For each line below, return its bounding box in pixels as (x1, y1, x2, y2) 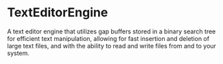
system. (7, 49, 30, 57)
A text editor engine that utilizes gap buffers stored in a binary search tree (7, 27, 216, 35)
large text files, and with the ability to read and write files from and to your (7, 42, 216, 50)
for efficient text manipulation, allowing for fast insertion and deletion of (7, 34, 210, 42)
